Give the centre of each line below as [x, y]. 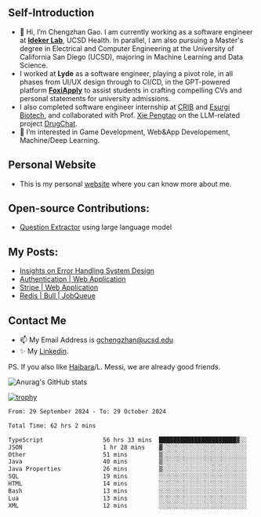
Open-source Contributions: [79, 208]
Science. [34, 65]
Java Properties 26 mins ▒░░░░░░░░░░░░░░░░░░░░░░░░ [127, 469]
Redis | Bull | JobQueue [57, 296]
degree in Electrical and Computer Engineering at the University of [127, 48]
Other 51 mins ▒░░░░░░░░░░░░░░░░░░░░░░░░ [127, 454]
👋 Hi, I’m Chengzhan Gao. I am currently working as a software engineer [136, 31]
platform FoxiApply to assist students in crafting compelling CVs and [130, 90]
